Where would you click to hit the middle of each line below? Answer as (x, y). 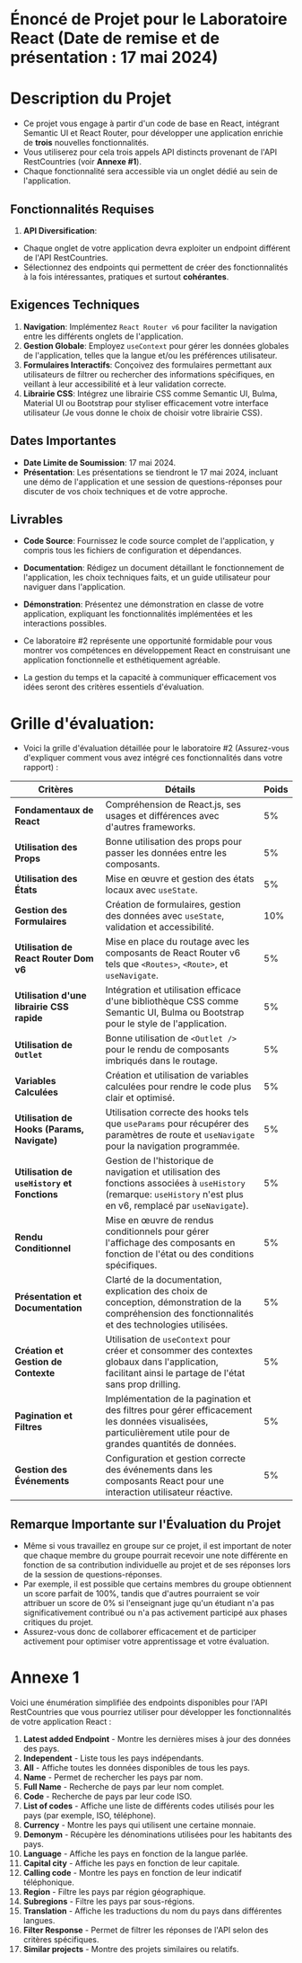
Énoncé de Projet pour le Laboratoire (149, 19)
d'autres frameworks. (151, 827)
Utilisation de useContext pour (168, 1339)
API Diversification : (60, 230)
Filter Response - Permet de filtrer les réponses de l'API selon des (146, 1930)
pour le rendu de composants (167, 1050)
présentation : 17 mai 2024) (114, 58)
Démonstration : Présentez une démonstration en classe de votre (143, 604)
